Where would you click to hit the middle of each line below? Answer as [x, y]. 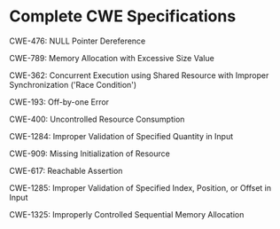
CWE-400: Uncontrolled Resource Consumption [97, 119]
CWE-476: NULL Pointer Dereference [78, 41]
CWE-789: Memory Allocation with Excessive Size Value [112, 58]
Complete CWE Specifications [123, 16]
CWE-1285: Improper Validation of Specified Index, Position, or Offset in [140, 187]
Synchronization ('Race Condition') [73, 84]
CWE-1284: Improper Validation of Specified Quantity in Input [121, 136]
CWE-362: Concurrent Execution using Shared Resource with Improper [139, 75]
